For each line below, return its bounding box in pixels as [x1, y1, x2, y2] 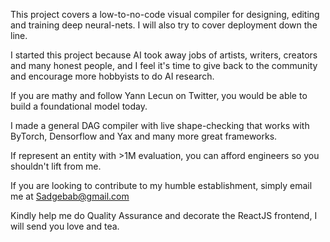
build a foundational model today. [10, 100, 148, 112]
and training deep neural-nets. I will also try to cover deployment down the [10, 19, 318, 31]
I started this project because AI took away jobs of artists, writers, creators [10, 49, 318, 61]
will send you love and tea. [10, 220, 120, 232]
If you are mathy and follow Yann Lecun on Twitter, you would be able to [10, 90, 308, 101]
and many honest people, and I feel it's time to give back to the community [10, 60, 318, 71]
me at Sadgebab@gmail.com [10, 190, 130, 202]
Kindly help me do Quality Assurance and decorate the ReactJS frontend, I [10, 210, 318, 221]
